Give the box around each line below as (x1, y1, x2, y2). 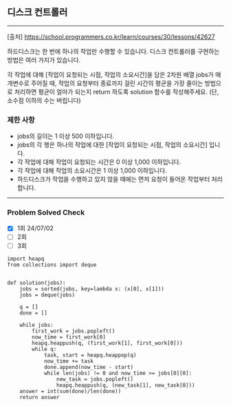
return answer (19, 394, 60, 400)
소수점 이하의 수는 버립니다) (7, 96, 81, 105)
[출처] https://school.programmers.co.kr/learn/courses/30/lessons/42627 (7, 32, 215, 41)
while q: (32, 345, 57, 352)
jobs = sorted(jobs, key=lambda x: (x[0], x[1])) (19, 285, 165, 292)
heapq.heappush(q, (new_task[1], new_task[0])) (56, 381, 195, 389)
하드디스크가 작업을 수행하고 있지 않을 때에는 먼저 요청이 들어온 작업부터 (16, 175, 210, 184)
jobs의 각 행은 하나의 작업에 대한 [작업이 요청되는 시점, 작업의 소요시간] (16, 140, 208, 149)
